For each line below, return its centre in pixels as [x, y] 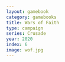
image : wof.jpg [25, 50]
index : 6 [17, 45]
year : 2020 [19, 39]
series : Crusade [26, 34]
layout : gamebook [27, 12]
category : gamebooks [32, 17]
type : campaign [25, 28]
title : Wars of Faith [33, 22]
